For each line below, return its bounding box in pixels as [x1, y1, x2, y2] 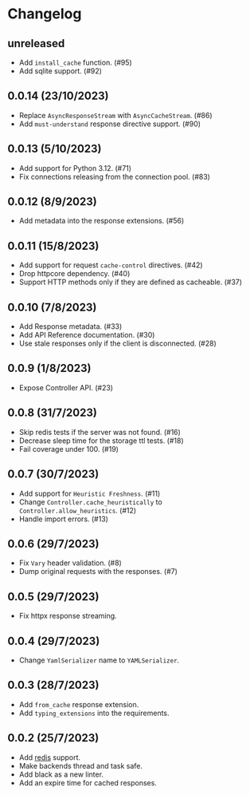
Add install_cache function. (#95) [18, 57, 132, 67]
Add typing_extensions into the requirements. [18, 708, 170, 718]
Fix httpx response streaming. [18, 611, 117, 621]
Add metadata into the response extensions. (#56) [18, 216, 185, 226]
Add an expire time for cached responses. [18, 777, 157, 787]
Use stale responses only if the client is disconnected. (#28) [18, 338, 217, 348]
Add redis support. [18, 752, 81, 762]
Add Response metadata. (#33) [18, 322, 123, 331]
